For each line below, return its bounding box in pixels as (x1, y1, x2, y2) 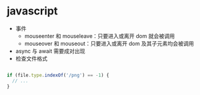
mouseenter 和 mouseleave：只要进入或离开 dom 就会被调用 (24, 32, 175, 40)
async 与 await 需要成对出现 (15, 47, 86, 55)
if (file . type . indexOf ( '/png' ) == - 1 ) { (7, 72, 110, 78)
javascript (7, 4, 58, 18)
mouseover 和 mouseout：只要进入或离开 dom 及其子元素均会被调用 (24, 40, 194, 47)
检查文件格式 (15, 55, 47, 62)
